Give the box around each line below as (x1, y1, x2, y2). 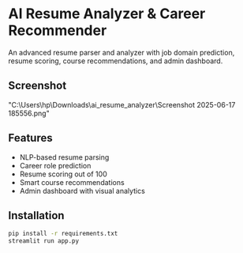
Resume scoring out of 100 (19, 169, 108, 179)
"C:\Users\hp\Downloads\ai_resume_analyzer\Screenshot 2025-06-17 (8, 100, 236, 109)
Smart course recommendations (19, 177, 125, 187)
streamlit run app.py (8, 237, 80, 245)
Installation (8, 209, 65, 222)
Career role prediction (19, 160, 92, 170)
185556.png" (8, 108, 50, 118)
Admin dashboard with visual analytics (19, 186, 146, 195)
